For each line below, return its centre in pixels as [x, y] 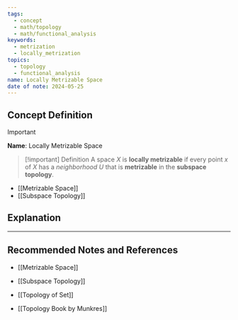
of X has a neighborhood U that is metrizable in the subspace [115, 167]
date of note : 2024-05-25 [45, 86]
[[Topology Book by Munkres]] [62, 308]
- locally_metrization [47, 54]
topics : [19, 60]
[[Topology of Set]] [45, 295]
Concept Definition [50, 115]
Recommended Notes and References [93, 250]
